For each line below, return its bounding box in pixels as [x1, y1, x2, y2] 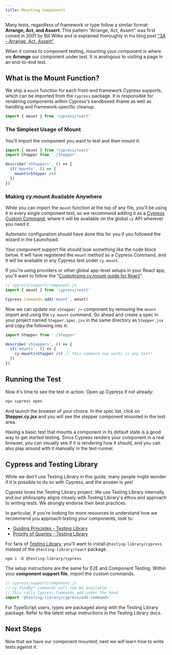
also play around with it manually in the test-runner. [5, 445, 114, 451]
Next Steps [5, 625, 42, 633]
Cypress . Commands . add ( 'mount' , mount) [5, 297, 88, 302]
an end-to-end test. [5, 59, 47, 65]
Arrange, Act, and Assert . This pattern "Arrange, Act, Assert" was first [5, 27, 156, 33]
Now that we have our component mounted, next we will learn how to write [5, 638, 164, 644]
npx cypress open [5, 398, 43, 404]
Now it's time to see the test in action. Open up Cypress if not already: [5, 389, 154, 395]
